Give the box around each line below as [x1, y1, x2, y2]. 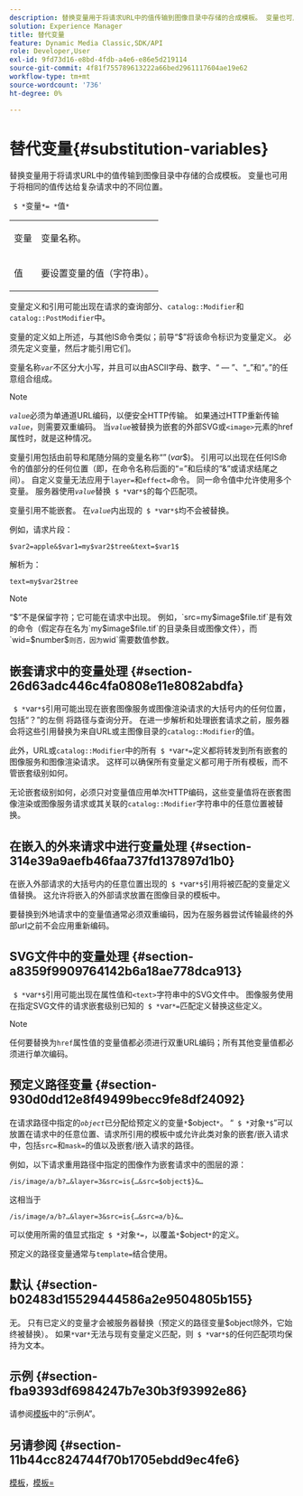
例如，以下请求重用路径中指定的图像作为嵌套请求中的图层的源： [9, 1159, 246, 1170]
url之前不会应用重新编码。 [16, 920, 115, 931]
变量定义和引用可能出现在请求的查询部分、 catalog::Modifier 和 [9, 301, 244, 312]
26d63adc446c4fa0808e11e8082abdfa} [9, 678, 244, 693]
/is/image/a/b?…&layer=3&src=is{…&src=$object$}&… [9, 1177, 204, 1186]
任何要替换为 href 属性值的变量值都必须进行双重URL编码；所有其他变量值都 [9, 1037, 286, 1048]
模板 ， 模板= [9, 1477, 55, 1488]
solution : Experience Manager [9, 22, 124, 31]
